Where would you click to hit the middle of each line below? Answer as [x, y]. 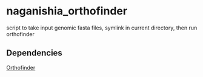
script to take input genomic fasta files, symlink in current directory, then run [102, 28]
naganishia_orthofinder [67, 11]
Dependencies [34, 53]
